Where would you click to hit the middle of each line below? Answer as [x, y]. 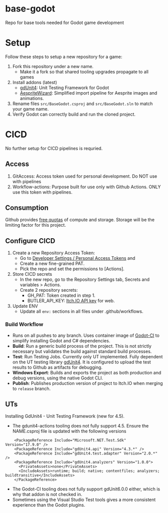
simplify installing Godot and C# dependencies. [61, 340]
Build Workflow [24, 324]
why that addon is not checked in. [47, 494]
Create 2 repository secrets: [49, 290]
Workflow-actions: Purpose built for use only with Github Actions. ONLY [86, 187]
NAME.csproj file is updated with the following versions [69, 431]
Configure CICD [30, 241]
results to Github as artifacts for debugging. [57, 367]
